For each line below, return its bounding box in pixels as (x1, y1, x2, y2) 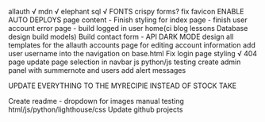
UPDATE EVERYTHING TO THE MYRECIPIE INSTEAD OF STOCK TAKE (8, 81, 237, 90)
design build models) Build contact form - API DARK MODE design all (8, 32, 234, 41)
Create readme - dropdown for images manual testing (8, 97, 185, 105)
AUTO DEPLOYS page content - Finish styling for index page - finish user (8, 15, 248, 25)
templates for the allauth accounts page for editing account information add (8, 40, 255, 50)
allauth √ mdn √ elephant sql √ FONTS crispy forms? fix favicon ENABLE (8, 7, 244, 16)
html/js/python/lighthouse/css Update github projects (8, 105, 183, 114)
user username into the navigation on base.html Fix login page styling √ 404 (8, 49, 258, 58)
